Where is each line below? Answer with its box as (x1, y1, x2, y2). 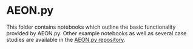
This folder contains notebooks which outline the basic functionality (6, 23, 176, 30)
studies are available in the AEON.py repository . (6, 36, 126, 43)
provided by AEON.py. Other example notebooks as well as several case (6, 29, 187, 36)
